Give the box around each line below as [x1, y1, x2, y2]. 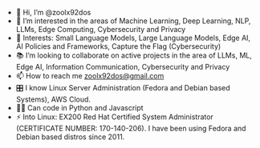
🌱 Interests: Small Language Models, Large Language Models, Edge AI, [15, 33, 251, 42]
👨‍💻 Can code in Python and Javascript [15, 103, 144, 112]
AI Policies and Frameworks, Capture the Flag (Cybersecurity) [15, 42, 221, 51]
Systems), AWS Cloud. [15, 94, 91, 104]
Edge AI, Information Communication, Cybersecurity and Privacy [15, 62, 230, 71]
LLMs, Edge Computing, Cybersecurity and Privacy [15, 25, 186, 34]
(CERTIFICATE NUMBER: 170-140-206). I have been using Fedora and [15, 124, 246, 133]
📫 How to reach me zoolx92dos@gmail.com [15, 71, 165, 80]
